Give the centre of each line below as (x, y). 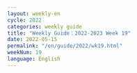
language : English (34, 59)
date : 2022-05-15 (32, 40)
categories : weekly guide (45, 26)
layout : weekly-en (34, 14)
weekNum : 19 (24, 53)
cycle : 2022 (24, 20)
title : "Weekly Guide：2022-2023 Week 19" (69, 33)
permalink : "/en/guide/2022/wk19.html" (65, 46)
